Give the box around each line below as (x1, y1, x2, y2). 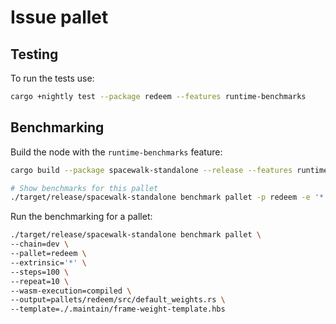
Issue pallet (10, 6, 109, 29)
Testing (10, 46, 59, 63)
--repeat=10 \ (10, 276, 70, 286)
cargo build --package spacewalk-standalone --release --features (10, 165, 293, 175)
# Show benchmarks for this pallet (10, 183, 159, 193)
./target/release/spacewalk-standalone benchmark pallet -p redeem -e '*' (10, 192, 329, 203)
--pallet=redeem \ (10, 249, 87, 259)
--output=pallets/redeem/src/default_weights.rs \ (10, 295, 226, 305)
